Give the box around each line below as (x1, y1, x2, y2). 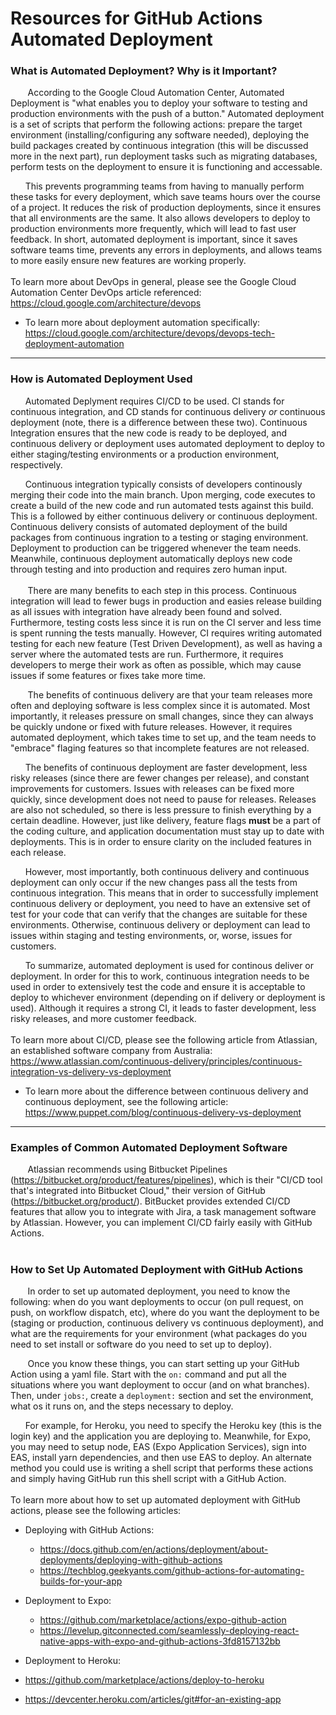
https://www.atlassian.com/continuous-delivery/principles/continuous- (10, 1055, 303, 1067)
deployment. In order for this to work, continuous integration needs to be (10, 970, 310, 982)
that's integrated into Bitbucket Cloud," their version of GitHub (10, 1185, 266, 1197)
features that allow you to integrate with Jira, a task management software (10, 1206, 317, 1218)
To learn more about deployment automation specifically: (24, 317, 261, 329)
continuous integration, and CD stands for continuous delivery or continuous (10, 405, 326, 417)
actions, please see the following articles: (10, 1505, 182, 1517)
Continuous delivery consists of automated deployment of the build (10, 520, 288, 532)
